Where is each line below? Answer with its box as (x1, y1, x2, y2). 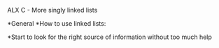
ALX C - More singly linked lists (7, 6, 98, 14)
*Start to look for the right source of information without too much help (7, 33, 212, 41)
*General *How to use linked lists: (7, 19, 106, 27)
